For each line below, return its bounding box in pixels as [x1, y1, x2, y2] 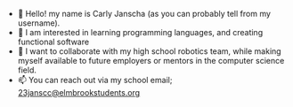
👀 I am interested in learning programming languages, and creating [17, 27, 264, 37]
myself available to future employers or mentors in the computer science [17, 56, 285, 65]
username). [17, 18, 61, 28]
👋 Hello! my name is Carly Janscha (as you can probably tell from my [17, 9, 272, 19]
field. [17, 65, 37, 75]
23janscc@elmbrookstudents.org [17, 88, 141, 97]
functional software [17, 36, 90, 47]
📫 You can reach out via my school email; [17, 75, 173, 85]
